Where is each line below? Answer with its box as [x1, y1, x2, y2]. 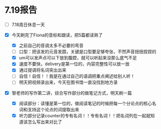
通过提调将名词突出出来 [19, 67, 67, 73]
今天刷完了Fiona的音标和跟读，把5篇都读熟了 [11, 32, 103, 38]
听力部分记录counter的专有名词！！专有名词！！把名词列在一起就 [19, 112, 151, 118]
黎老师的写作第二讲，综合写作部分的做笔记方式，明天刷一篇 [11, 90, 132, 96]
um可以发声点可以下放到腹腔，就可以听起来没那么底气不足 [19, 55, 138, 61]
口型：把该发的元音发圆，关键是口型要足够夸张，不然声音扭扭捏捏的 [19, 49, 157, 54]
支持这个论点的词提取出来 [27, 106, 79, 112]
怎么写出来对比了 [27, 119, 62, 125]
